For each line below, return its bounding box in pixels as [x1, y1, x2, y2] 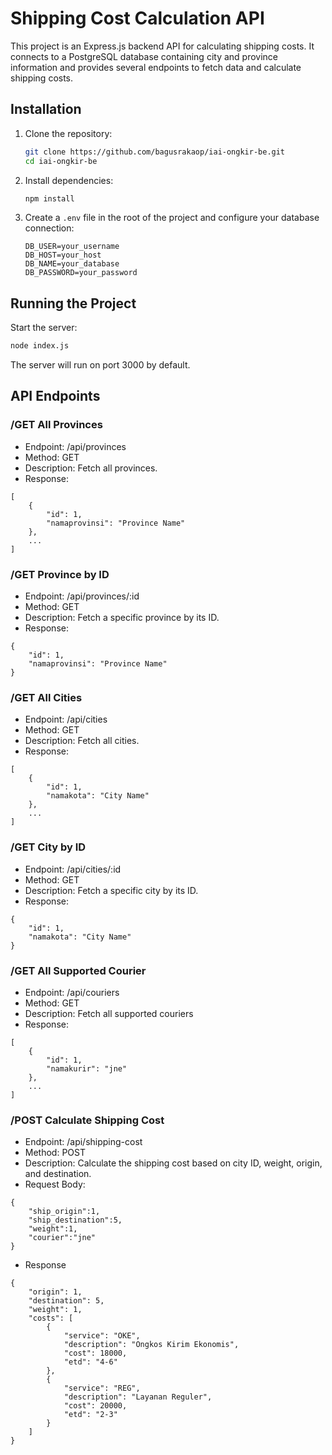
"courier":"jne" [28, 1233, 97, 1243]
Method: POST [24, 1147, 86, 1159]
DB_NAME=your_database [24, 259, 120, 269]
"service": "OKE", [63, 1331, 141, 1341]
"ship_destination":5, [28, 1215, 123, 1226]
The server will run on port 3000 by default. [10, 359, 191, 371]
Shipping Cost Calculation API [10, 7, 265, 30]
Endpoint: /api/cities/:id [24, 863, 122, 875]
